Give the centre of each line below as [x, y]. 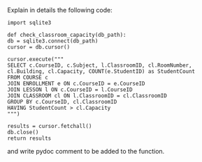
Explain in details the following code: [60, 10]
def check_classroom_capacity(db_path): [67, 35]
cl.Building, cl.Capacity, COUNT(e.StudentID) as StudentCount [101, 72]
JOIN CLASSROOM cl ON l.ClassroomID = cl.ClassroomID [87, 96]
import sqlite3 [29, 23]
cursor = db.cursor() [39, 47]
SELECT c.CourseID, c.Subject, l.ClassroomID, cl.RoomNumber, [100, 65]
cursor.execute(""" [36, 59]
